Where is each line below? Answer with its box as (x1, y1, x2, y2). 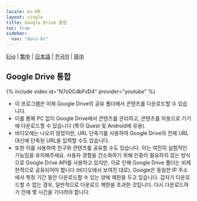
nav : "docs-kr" (11, 36, 49, 42)
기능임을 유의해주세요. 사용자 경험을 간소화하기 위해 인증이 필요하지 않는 (14, 151, 180, 159)
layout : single (6, 14, 44, 20)
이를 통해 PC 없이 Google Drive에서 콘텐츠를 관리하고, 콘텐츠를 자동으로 (14, 114, 181, 121)
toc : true (6, 25, 31, 31)
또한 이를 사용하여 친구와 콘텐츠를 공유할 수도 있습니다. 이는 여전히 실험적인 (14, 144, 188, 151)
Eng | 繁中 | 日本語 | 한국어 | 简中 (6, 53, 85, 60)
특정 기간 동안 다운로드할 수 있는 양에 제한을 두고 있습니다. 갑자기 (25, 173, 175, 180)
